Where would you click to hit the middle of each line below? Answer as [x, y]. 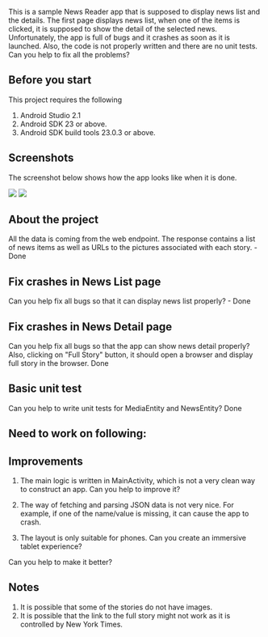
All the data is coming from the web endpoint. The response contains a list [132, 239]
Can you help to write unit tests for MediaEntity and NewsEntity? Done [125, 408]
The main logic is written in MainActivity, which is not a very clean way [138, 481]
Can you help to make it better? [61, 563]
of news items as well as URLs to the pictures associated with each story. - [133, 248]
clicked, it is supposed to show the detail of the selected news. [113, 29]
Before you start [50, 80]
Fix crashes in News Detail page [90, 327]
